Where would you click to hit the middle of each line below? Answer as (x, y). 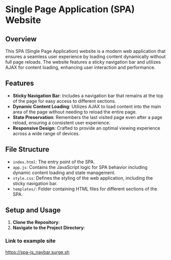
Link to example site (31, 241)
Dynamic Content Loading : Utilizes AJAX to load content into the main (87, 106)
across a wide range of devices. (46, 133)
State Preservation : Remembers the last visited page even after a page (88, 117)
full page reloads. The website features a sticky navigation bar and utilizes (83, 62)
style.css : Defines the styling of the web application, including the (83, 178)
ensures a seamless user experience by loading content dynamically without (85, 56)
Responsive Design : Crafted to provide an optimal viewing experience (86, 128)
